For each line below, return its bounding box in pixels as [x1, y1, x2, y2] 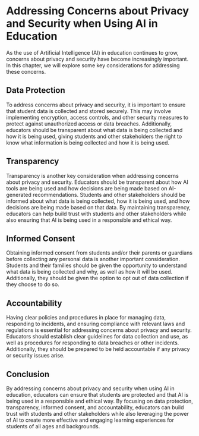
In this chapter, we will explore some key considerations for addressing [6, 61, 180, 69]
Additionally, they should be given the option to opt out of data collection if [6, 275, 189, 282]
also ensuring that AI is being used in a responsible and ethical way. [6, 216, 172, 224]
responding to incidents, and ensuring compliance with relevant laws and [6, 320, 185, 328]
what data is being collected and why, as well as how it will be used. [6, 268, 173, 275]
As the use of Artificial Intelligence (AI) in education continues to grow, [6, 49, 179, 56]
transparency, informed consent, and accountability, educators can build [6, 404, 184, 411]
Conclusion [6, 369, 50, 379]
